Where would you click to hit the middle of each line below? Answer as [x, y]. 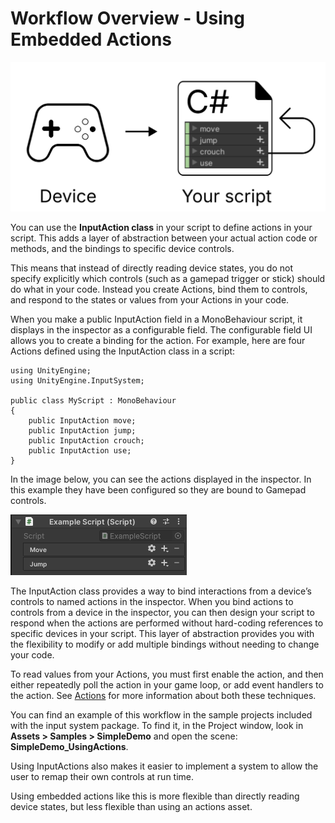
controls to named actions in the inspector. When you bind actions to [152, 601]
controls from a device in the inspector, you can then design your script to [162, 612]
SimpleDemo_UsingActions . [69, 746]
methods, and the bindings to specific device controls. [122, 248]
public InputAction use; [80, 450]
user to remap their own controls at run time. [102, 776]
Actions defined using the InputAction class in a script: [123, 351]
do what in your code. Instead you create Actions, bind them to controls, [159, 289]
